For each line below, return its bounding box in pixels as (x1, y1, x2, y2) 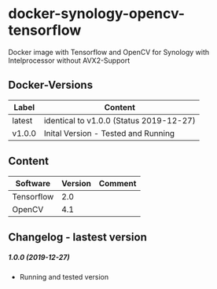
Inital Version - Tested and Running (43, 127, 175, 138)
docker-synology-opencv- (8, 5, 186, 23)
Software (15, 177, 51, 188)
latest (12, 115, 33, 126)
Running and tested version (19, 272, 109, 281)
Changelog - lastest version (8, 230, 148, 243)
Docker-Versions (8, 79, 93, 92)
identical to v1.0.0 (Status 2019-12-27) (43, 115, 196, 126)
